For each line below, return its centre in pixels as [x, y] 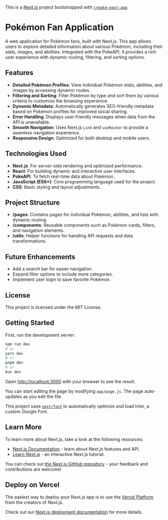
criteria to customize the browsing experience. [60, 101]
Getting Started [30, 323]
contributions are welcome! [33, 469]
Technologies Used [36, 154]
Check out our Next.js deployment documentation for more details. [74, 512]
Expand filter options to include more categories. [63, 274]
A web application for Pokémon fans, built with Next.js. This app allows [78, 41]
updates [14, 396]
